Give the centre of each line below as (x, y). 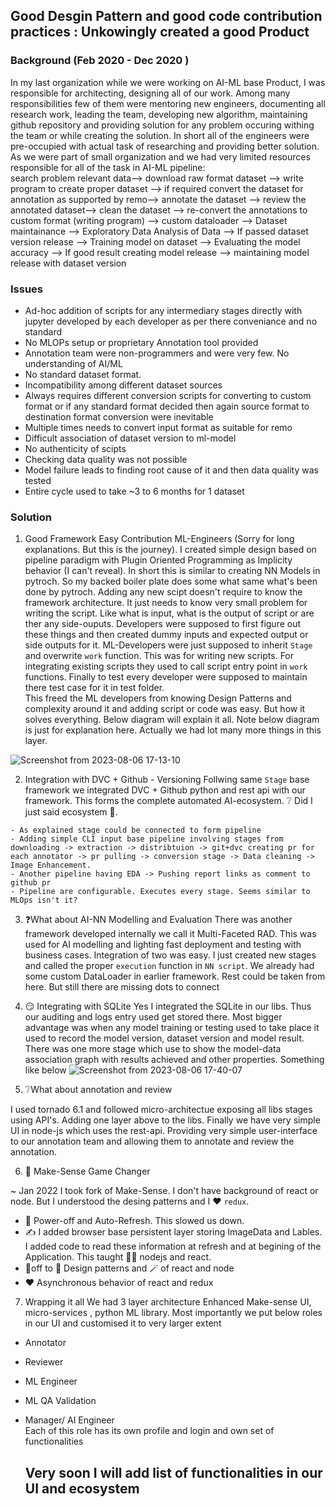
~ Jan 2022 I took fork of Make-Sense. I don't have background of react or (164, 1191)
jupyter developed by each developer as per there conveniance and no (171, 321)
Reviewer (44, 1362)
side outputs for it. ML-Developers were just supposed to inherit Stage (168, 645)
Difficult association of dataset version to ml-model (130, 438)
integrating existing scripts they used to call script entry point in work (166, 666)
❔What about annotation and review (98, 1090)
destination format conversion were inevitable (119, 416)
